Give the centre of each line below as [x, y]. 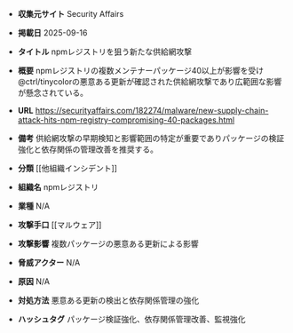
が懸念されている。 [53, 93]
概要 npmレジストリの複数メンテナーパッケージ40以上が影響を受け [141, 71]
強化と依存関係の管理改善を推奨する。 [87, 149]
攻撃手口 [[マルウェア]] [59, 225]
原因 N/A [34, 281]
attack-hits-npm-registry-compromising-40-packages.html [126, 120]
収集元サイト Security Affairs [71, 14]
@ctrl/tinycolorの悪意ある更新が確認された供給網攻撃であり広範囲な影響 [150, 82]
